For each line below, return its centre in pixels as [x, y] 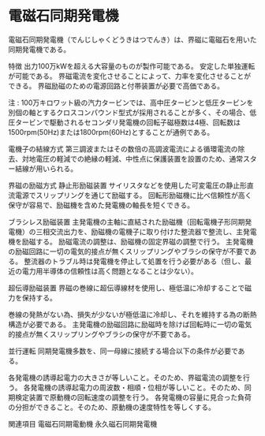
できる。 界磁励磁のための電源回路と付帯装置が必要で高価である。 [116, 86]
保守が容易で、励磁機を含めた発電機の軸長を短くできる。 [101, 205]
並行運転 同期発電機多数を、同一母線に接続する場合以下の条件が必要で [123, 351]
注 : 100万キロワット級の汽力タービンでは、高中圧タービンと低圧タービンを [131, 102]
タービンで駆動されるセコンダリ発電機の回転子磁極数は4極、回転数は [128, 122]
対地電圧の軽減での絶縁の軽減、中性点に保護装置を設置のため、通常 [132, 158]
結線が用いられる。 [46, 168]
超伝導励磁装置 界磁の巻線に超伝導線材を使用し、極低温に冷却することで [127, 288]
